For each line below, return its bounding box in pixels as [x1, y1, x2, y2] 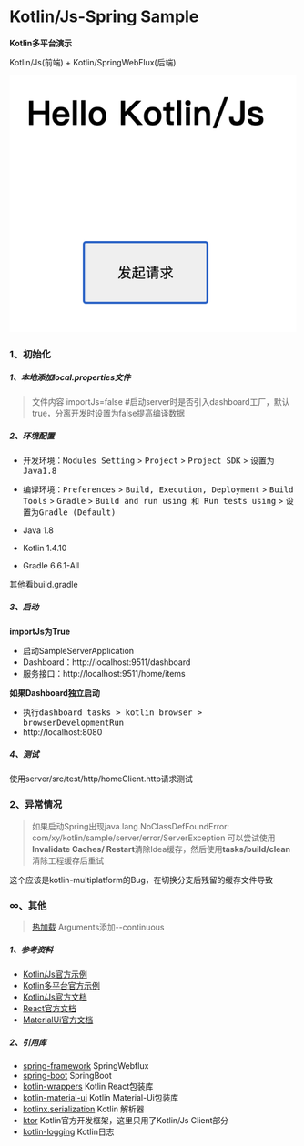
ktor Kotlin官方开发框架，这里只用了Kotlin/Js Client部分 [22, 1114, 229, 1125]
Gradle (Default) [38, 508, 117, 518]
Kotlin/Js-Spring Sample [9, 6, 199, 27]
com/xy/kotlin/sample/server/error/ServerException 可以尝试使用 [31, 832, 276, 843]
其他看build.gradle [9, 579, 79, 590]
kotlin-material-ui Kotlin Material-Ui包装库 [22, 1091, 179, 1102]
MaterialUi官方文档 [22, 1014, 94, 1025]
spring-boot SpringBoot [22, 1070, 112, 1081]
